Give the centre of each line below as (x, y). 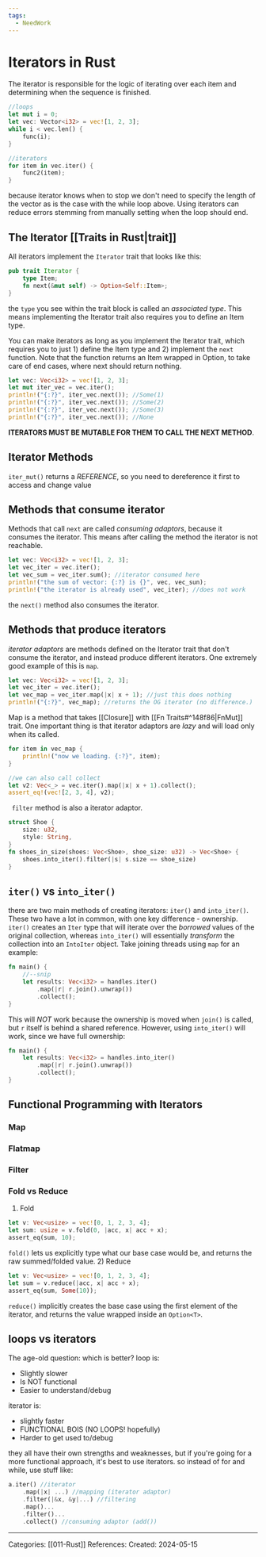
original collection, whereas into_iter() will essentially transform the (122, 936)
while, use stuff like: (41, 1470)
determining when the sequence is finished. (80, 93)
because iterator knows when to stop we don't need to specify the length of (132, 196)
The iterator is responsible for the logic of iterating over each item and (122, 84)
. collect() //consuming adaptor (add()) (90, 1521)
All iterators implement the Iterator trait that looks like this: (105, 256)
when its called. (34, 734)
